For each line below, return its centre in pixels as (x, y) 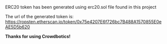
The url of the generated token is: (39, 16)
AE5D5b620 (18, 27)
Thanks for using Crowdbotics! (38, 36)
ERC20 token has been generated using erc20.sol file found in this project (81, 7)
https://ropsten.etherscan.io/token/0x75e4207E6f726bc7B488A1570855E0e (83, 22)
